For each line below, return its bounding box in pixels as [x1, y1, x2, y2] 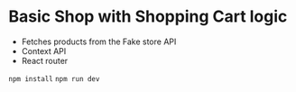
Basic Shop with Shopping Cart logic [8, 6, 288, 27]
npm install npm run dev [8, 74, 100, 83]
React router [21, 55, 69, 66]
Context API [21, 45, 67, 56]
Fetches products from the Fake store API [21, 36, 177, 47]
